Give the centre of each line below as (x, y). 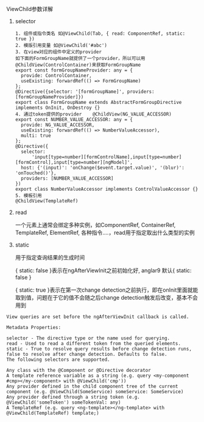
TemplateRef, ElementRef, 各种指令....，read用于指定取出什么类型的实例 (105, 232)
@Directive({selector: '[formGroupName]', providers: (85, 92)
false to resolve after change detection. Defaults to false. (87, 354)
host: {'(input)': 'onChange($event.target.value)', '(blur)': (103, 168)
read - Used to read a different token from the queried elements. (94, 344)
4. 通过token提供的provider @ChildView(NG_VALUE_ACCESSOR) (93, 114)
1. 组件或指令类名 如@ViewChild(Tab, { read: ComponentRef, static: (100, 34)
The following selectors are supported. (58, 360)
